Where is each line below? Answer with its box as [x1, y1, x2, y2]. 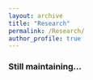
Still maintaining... [8, 61, 82, 73]
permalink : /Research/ [8, 27, 85, 35]
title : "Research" [8, 19, 70, 27]
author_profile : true [8, 34, 82, 43]
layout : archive [8, 11, 63, 20]
